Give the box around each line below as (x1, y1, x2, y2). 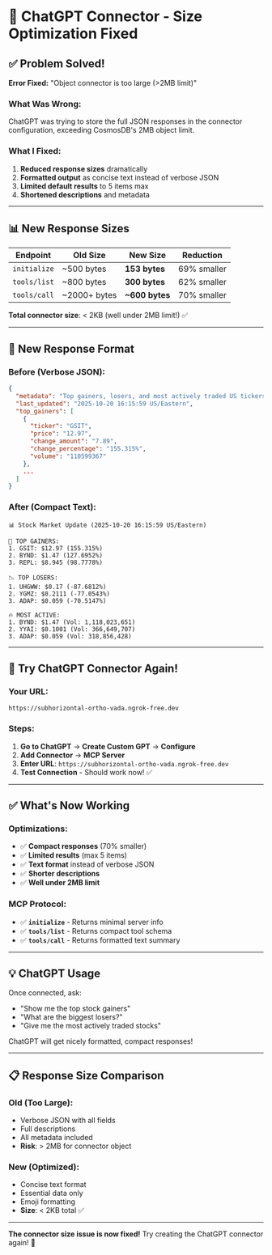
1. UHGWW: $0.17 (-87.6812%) (8, 583, 107, 591)
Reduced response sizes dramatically (19, 163, 148, 173)
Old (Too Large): (8, 1096, 74, 1108)
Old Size (72, 250, 107, 261)
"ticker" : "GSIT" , (29, 422, 92, 430)
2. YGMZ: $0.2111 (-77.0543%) (8, 590, 111, 598)
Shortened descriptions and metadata (19, 189, 150, 199)
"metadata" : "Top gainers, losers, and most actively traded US (15, 392, 237, 400)
